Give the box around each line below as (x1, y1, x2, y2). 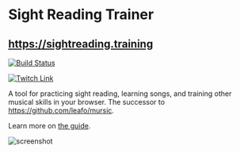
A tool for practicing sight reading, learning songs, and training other (8, 89, 232, 98)
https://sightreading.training (8, 37, 154, 51)
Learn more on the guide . (8, 121, 91, 130)
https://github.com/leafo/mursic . (8, 105, 115, 115)
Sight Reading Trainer (8, 6, 154, 24)
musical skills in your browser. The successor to (8, 98, 165, 106)
